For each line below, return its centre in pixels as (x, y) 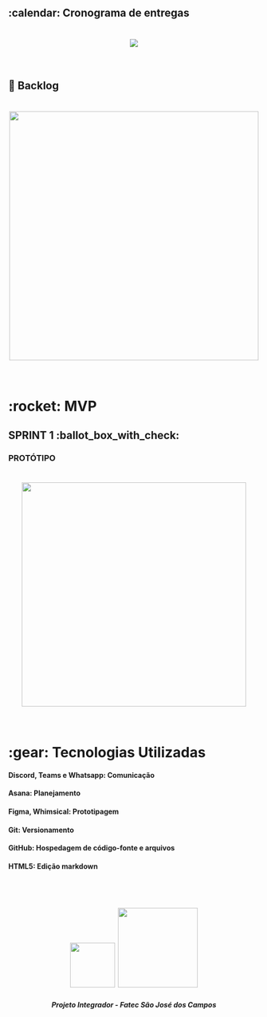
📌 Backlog (34, 86)
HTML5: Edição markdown (53, 866)
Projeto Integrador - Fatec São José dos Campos (134, 1005)
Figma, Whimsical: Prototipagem (64, 811)
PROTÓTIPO (32, 458)
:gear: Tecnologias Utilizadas (107, 753)
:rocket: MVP (53, 406)
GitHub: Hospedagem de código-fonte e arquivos (92, 848)
